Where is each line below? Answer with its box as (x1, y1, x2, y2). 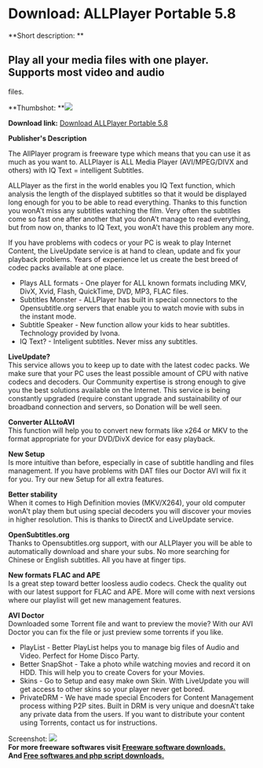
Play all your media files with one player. (8, 54, 209, 67)
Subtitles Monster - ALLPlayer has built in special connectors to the (19, 294, 238, 304)
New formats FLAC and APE (8, 570, 100, 579)
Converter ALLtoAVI (8, 417, 75, 426)
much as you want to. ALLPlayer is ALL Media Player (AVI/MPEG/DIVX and (8, 157, 249, 166)
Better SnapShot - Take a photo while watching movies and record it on (19, 659, 251, 669)
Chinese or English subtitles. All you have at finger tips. (8, 555, 187, 564)
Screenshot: (8, 733, 48, 744)
